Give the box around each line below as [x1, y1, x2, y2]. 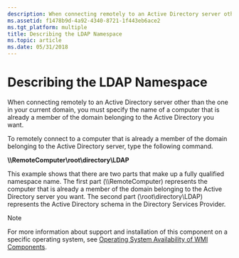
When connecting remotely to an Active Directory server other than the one [7, 98, 229, 106]
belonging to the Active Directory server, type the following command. [7, 142, 213, 150]
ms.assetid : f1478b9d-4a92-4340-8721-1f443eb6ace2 [7, 17, 161, 24]
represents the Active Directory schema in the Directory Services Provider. [7, 200, 226, 208]
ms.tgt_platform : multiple [7, 24, 87, 31]
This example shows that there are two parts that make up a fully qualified [7, 169, 225, 178]
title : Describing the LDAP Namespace [7, 30, 122, 38]
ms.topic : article [7, 37, 62, 44]
